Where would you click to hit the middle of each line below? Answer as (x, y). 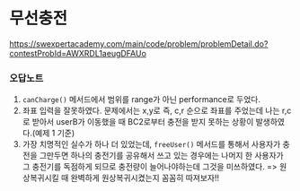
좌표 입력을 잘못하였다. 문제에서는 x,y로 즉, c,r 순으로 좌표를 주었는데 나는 (151, 111)
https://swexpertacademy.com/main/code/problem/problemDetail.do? (139, 43)
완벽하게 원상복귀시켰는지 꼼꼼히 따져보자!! (145, 178)
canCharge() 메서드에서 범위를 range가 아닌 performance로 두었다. (141, 100)
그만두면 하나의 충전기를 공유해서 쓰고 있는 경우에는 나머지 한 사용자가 (162, 156)
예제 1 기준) (55, 133)
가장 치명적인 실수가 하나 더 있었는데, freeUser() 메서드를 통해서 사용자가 (151, 144)
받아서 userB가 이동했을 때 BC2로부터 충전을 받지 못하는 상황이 (143, 122)
